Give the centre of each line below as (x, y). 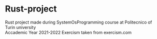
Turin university (21, 27)
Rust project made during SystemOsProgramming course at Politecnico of (78, 22)
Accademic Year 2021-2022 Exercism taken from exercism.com (68, 32)
